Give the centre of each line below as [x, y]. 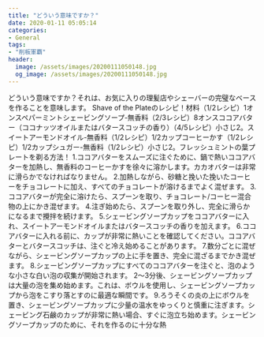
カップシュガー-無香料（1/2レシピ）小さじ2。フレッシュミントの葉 [140, 147]
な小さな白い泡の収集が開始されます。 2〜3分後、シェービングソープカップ [130, 275]
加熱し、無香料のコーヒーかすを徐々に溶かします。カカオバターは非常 [142, 167]
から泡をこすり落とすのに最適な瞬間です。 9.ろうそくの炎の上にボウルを [132, 295]
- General [24, 37]
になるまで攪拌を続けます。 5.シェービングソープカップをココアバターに [125, 216]
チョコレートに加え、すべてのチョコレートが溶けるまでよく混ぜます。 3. [139, 186]
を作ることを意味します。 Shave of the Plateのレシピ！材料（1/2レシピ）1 [127, 107]
